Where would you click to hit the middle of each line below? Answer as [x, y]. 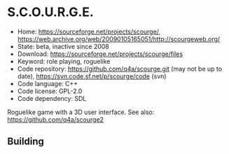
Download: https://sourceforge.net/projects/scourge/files [100, 54]
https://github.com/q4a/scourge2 [55, 119]
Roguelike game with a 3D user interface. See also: [81, 112]
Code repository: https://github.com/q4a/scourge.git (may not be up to [120, 69]
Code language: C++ [48, 83]
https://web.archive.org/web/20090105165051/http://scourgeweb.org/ [119, 38]
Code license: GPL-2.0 [50, 91]
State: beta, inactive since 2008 [63, 46]
